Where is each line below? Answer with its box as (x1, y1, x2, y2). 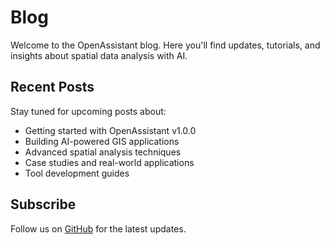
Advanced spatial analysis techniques (24, 146, 182, 158)
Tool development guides (24, 167, 130, 179)
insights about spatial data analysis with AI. (10, 49, 188, 61)
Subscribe (10, 196, 77, 213)
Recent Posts (10, 79, 95, 96)
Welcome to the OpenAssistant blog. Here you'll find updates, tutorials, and (10, 39, 321, 51)
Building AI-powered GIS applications (24, 135, 180, 147)
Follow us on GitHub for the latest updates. (10, 222, 187, 235)
